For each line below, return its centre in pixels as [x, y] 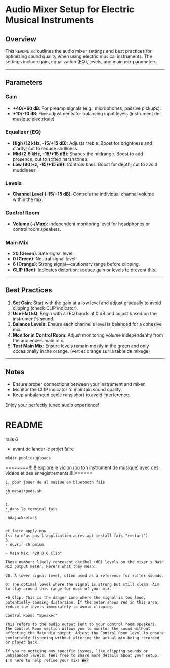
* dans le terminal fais [31, 509]
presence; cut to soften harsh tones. [50, 159]
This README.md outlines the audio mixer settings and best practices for [79, 51]
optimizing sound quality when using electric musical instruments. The [79, 56]
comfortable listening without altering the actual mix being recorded [82, 638]
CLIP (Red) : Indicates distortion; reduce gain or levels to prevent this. [84, 270]
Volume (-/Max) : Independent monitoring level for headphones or [81, 224]
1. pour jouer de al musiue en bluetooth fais [55, 482]
